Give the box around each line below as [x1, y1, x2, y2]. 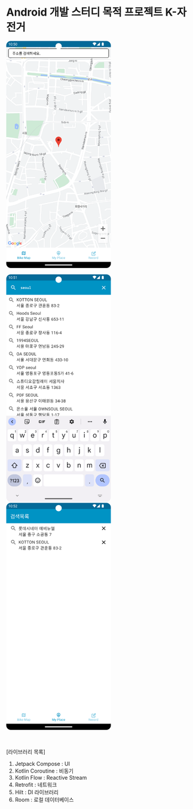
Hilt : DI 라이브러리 [14, 789, 59, 796]
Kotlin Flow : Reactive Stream [14, 774, 87, 781]
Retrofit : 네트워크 [14, 781, 57, 789]
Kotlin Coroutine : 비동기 [14, 767, 73, 775]
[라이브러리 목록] [6, 749, 46, 756]
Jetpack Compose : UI [14, 761, 71, 768]
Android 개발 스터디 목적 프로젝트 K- [6, 5, 177, 19]
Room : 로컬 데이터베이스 [14, 796, 74, 804]
